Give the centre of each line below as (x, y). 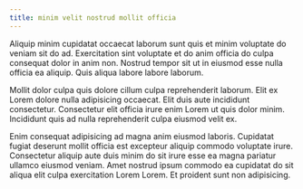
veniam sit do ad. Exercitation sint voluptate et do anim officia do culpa (142, 53)
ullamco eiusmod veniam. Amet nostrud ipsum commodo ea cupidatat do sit (151, 165)
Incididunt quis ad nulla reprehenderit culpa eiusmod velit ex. (123, 118)
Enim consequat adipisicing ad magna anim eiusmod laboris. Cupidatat (142, 136)
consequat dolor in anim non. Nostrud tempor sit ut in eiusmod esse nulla (146, 62)
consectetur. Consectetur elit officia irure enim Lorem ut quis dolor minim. (147, 109)
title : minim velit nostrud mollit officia (93, 18)
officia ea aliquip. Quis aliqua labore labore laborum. (107, 72)
